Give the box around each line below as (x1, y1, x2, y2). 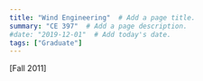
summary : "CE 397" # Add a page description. (9, 22, 188, 31)
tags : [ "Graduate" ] (9, 38, 83, 48)
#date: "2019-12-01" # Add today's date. (9, 30, 171, 39)
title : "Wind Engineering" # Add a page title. (9, 13, 196, 22)
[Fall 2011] (9, 63, 47, 74)
